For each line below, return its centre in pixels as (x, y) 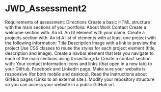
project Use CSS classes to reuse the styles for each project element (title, (80, 48)
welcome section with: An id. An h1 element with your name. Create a (75, 32)
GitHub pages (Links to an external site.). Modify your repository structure (80, 79)
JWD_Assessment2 (46, 9)
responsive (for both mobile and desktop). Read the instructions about (76, 74)
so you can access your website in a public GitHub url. (60, 84)
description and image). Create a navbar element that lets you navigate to (80, 53)
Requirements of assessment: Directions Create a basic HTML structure (78, 22)
